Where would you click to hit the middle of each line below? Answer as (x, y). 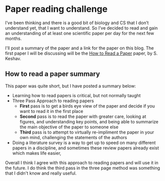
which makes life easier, (37, 153)
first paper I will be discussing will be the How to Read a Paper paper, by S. (82, 53)
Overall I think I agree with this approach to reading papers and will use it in (82, 163)
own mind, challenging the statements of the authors (73, 137)
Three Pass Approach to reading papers (53, 101)
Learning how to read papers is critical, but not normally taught (76, 95)
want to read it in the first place (51, 111)
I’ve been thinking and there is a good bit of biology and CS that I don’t (77, 23)
